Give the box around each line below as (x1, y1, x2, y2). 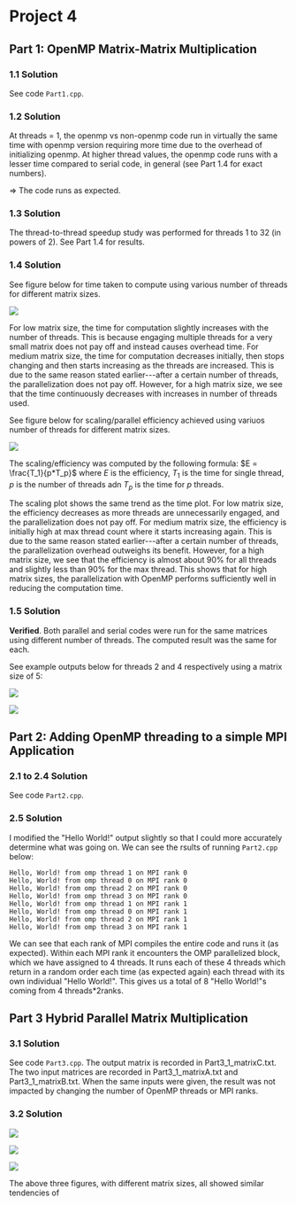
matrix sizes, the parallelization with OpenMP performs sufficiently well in (9, 573, 277, 584)
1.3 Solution (9, 207, 61, 220)
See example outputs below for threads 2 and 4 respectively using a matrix (9, 661, 283, 672)
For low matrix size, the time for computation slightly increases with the (9, 322, 269, 333)
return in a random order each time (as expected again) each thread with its (9, 966, 285, 976)
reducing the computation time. (9, 583, 124, 594)
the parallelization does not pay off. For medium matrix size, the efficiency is (9, 517, 287, 528)
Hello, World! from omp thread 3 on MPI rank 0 (9, 891, 188, 900)
